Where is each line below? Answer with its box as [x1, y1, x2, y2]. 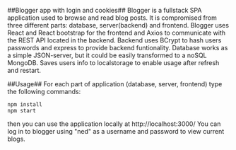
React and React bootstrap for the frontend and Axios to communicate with [7, 28, 226, 37]
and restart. [7, 67, 41, 74]
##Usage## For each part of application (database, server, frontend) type [7, 80, 223, 88]
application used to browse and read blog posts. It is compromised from [7, 13, 218, 22]
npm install [7, 101, 42, 108]
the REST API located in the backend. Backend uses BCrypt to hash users [7, 36, 222, 45]
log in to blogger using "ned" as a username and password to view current [7, 127, 225, 135]
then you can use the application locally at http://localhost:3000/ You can [7, 120, 221, 128]
